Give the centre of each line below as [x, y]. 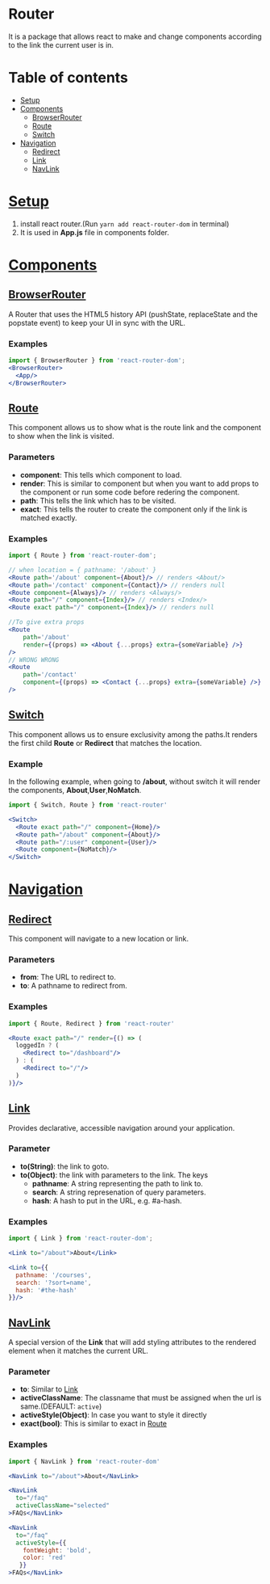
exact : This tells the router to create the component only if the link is [133, 509]
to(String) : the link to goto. [64, 1166]
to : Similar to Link [49, 1389]
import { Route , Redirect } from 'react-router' [91, 1023]
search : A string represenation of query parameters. [119, 1192]
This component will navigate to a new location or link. [99, 939]
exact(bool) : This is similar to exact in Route [93, 1424]
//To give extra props [46, 622]
